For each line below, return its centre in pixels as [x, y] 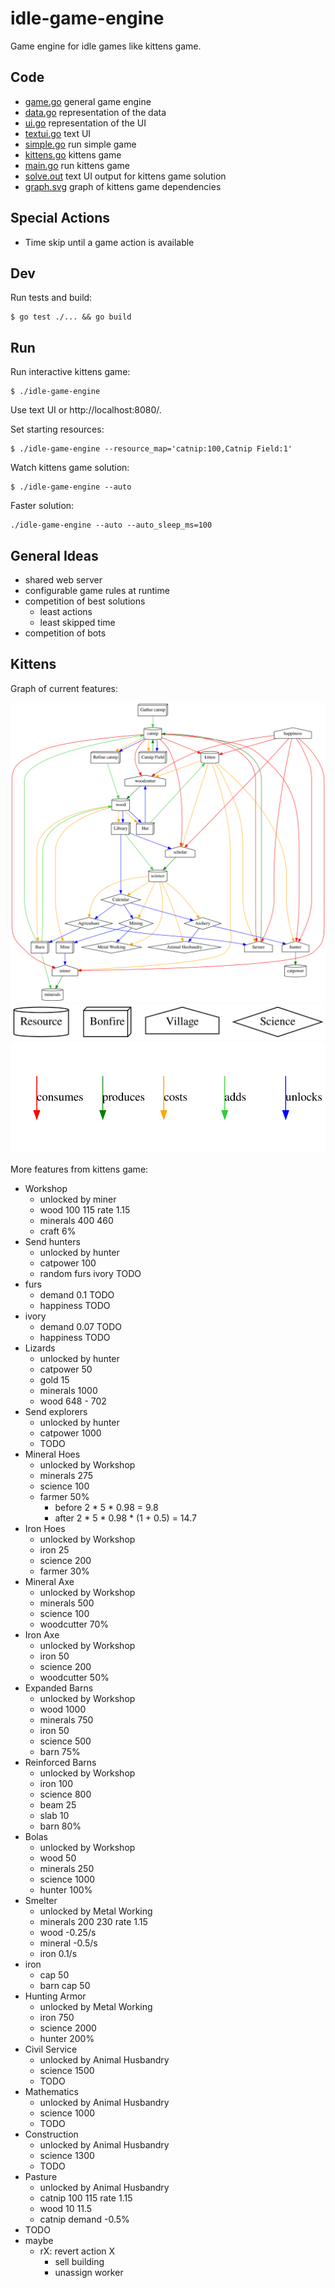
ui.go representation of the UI [85, 123]
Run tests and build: [51, 298]
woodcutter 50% [74, 1677]
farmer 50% [64, 1496]
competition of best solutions [85, 601]
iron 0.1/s [58, 1953]
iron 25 [54, 1549]
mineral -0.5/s [68, 1943]
